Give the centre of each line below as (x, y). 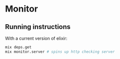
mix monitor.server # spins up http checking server (60, 52)
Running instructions (38, 27)
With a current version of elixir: (36, 38)
